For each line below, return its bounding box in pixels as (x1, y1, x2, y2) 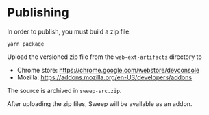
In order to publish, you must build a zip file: (7, 27, 132, 36)
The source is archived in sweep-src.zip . (7, 86, 122, 94)
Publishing (7, 5, 70, 21)
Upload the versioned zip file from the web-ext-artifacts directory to (7, 53, 202, 61)
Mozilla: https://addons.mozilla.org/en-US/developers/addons (16, 73, 193, 81)
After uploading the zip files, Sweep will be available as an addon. (7, 99, 193, 107)
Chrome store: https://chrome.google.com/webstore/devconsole (16, 66, 200, 74)
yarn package (7, 40, 45, 47)
